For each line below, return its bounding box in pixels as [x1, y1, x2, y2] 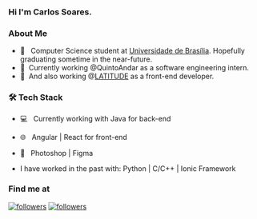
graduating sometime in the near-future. [19, 54, 153, 64]
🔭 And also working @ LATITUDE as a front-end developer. [19, 71, 215, 82]
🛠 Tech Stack [8, 92, 63, 103]
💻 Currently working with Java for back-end [19, 113, 171, 123]
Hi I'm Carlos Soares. [8, 6, 92, 18]
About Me [8, 27, 48, 38]
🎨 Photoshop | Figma [19, 148, 94, 157]
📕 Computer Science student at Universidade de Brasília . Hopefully [19, 46, 246, 56]
